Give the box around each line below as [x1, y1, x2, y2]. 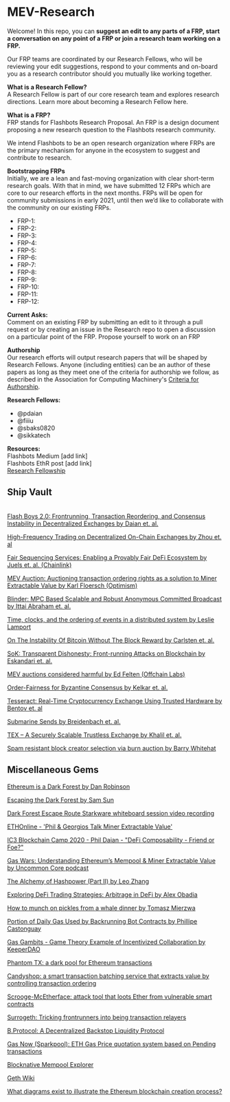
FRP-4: [16, 238, 37, 247]
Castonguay [7, 924, 41, 933]
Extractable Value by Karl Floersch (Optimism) [7, 581, 138, 590]
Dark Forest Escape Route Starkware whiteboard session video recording [7, 809, 215, 817]
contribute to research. [7, 153, 72, 162]
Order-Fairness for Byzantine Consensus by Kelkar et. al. [7, 683, 168, 692]
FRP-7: [16, 260, 36, 269]
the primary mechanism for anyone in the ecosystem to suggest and [7, 146, 200, 154]
